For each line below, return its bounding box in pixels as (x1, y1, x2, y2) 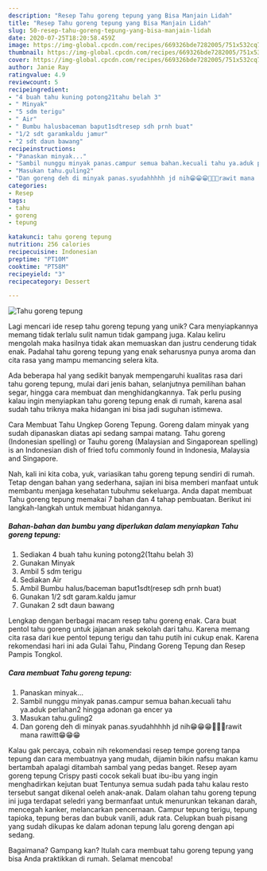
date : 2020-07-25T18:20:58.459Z (8, 33, 115, 42)
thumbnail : (8, 49, 44, 56)
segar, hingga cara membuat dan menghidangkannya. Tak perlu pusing (8, 387, 242, 398)
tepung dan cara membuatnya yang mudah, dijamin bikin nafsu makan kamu (8, 754, 258, 764)
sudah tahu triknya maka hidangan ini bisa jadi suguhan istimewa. (8, 405, 223, 414)
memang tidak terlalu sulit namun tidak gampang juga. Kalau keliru (8, 330, 226, 340)
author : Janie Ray (8, 64, 69, 72)
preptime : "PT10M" (8, 255, 69, 263)
